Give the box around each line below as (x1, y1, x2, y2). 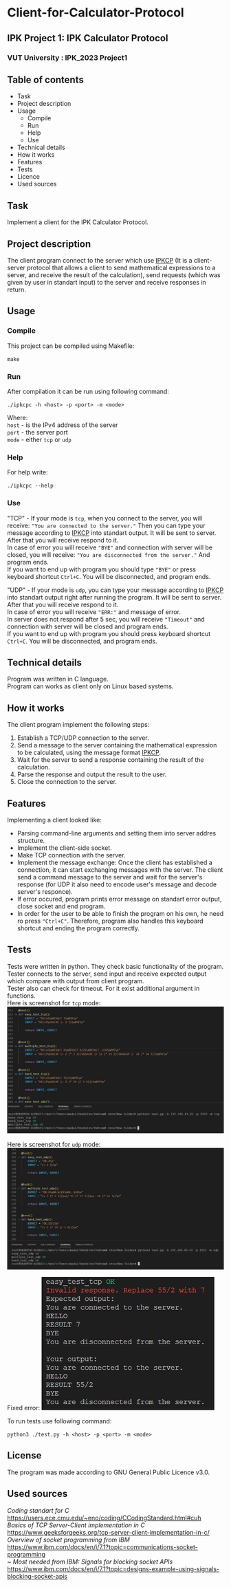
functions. (7, 992, 36, 1000)
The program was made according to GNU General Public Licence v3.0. (7, 1468, 210, 1476)
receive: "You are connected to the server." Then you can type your (7, 521, 206, 529)
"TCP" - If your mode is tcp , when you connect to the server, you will (7, 514, 203, 522)
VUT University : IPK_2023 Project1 (7, 53, 128, 63)
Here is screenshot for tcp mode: (7, 998, 101, 1007)
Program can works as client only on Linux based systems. (7, 682, 174, 690)
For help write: (7, 468, 48, 477)
